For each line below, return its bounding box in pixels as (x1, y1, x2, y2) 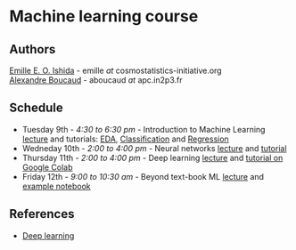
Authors (9, 42, 56, 57)
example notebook (21, 181, 91, 191)
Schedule (9, 101, 64, 116)
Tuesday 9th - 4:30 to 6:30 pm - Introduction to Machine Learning (21, 124, 266, 134)
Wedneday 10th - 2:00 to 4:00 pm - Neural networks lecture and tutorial (21, 142, 287, 153)
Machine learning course (9, 6, 199, 27)
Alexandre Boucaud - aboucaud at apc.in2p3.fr (9, 75, 183, 85)
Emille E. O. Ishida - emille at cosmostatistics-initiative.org (9, 65, 222, 76)
